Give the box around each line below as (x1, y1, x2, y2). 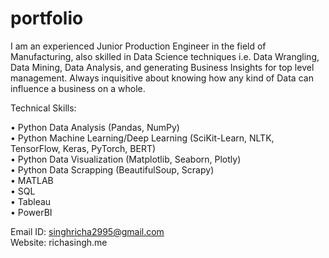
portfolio (10, 7, 84, 30)
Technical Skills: (10, 102, 77, 114)
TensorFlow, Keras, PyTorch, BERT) (10, 142, 157, 154)
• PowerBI (10, 206, 53, 218)
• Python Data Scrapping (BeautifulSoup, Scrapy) (10, 163, 215, 176)
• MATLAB (10, 174, 54, 186)
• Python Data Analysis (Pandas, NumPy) (10, 121, 180, 133)
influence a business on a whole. (10, 82, 146, 94)
